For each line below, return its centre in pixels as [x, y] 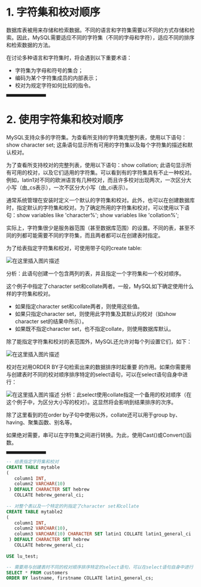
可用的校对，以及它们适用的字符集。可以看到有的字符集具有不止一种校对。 [103, 172]
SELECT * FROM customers [37, 573]
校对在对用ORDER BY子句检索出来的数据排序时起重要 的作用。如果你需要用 [99, 367]
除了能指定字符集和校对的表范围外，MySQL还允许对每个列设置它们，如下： [99, 341]
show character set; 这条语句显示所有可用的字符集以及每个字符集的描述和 [97, 145]
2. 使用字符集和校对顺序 [65, 120]
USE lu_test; [22, 556]
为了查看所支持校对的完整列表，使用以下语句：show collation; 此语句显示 [96, 165]
